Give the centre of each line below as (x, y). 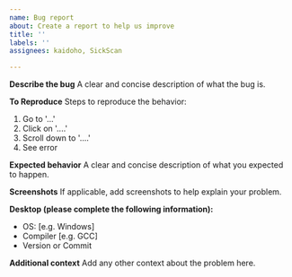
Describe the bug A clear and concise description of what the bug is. (137, 84)
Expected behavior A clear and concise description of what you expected (146, 165)
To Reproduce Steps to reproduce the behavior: (98, 102)
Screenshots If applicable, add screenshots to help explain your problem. (146, 192)
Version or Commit (57, 246)
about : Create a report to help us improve (92, 26)
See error (40, 148)
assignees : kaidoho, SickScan (66, 51)
